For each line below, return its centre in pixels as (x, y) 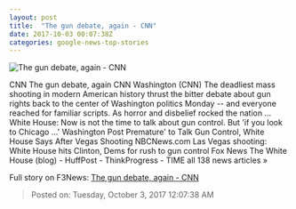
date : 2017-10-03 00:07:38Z (61, 34)
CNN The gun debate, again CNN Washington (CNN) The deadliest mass (142, 84)
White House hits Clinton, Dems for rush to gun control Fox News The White (148, 151)
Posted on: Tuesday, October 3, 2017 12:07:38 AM (123, 195)
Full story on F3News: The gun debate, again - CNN (104, 178)
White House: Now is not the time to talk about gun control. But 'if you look (146, 123)
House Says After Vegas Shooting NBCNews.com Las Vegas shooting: (138, 141)
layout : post (33, 17)
